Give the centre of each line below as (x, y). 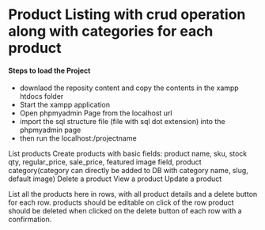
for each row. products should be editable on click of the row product (121, 202)
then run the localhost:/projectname (78, 138)
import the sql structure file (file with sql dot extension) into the (122, 122)
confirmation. (30, 220)
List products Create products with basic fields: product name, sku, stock (128, 154)
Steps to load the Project (49, 70)
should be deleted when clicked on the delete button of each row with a (125, 211)
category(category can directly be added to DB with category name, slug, (129, 171)
